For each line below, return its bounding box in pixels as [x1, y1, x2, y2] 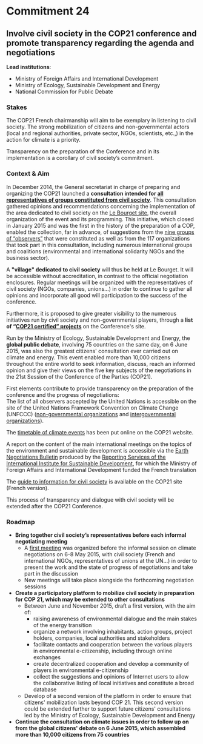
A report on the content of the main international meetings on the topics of [6, 440, 192, 448]
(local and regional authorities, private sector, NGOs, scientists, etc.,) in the [6, 130, 194, 137]
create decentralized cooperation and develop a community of [33, 660, 190, 667]
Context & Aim [6, 170, 50, 178]
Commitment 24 [6, 4, 90, 18]
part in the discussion [24, 570, 79, 577]
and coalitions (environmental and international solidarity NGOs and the [6, 247, 185, 255]
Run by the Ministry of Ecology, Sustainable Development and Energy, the [6, 334, 190, 342]
